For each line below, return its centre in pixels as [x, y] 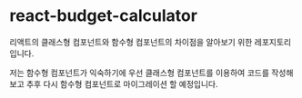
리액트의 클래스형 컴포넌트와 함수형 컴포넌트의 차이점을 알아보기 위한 [131, 42]
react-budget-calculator [104, 16]
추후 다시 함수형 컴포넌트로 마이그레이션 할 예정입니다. [122, 83]
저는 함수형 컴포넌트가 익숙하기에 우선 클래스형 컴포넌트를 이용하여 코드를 [140, 73]
